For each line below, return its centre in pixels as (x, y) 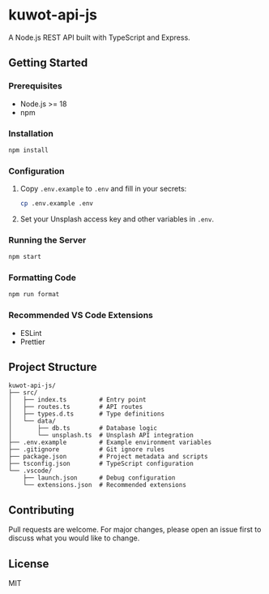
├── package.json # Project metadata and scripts (108, 457)
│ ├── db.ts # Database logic (83, 428)
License (29, 564)
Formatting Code (43, 278)
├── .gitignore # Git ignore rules (86, 450)
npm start (25, 257)
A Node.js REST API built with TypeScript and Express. (99, 37)
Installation (31, 133)
